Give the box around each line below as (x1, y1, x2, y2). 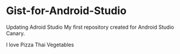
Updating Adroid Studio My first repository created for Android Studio (6, 23, 174, 31)
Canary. (6, 29, 25, 36)
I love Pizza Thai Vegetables (6, 41, 74, 48)
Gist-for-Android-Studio (6, 4, 127, 18)
